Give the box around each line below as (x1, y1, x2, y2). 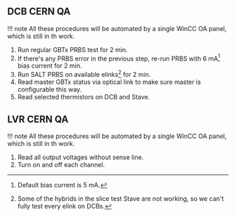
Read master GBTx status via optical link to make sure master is (17, 77, 202, 87)
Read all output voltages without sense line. (17, 153, 144, 161)
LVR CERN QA (7, 113, 69, 125)
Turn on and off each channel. (17, 160, 105, 168)
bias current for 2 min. (17, 61, 82, 70)
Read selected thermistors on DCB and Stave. (17, 93, 150, 101)
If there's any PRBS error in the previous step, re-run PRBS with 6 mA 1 (17, 53, 221, 63)
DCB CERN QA (7, 6, 71, 18)
